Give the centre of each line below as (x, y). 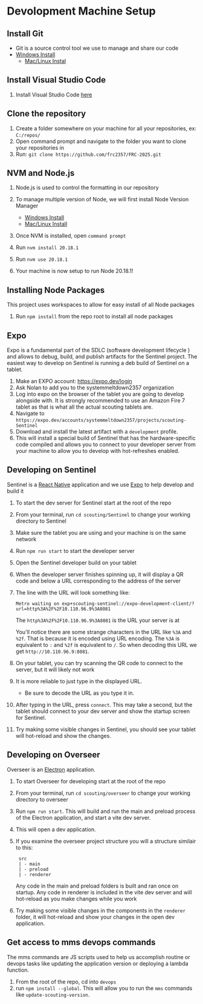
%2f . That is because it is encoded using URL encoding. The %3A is (98, 638)
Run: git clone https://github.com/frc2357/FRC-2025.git (89, 154)
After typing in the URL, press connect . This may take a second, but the (104, 704)
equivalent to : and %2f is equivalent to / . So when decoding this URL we (106, 644)
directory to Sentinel (41, 521)
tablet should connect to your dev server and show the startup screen (102, 711)
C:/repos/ (28, 135)
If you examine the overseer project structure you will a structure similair (106, 841)
